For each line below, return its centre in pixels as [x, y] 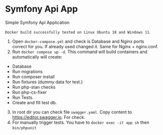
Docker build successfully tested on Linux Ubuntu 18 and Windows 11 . [78, 32]
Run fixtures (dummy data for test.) [47, 82]
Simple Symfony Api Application [37, 22]
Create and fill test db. [34, 102]
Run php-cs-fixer [30, 92]
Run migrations [27, 71]
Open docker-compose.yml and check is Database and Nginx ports [78, 41]
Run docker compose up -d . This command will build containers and [80, 52]
